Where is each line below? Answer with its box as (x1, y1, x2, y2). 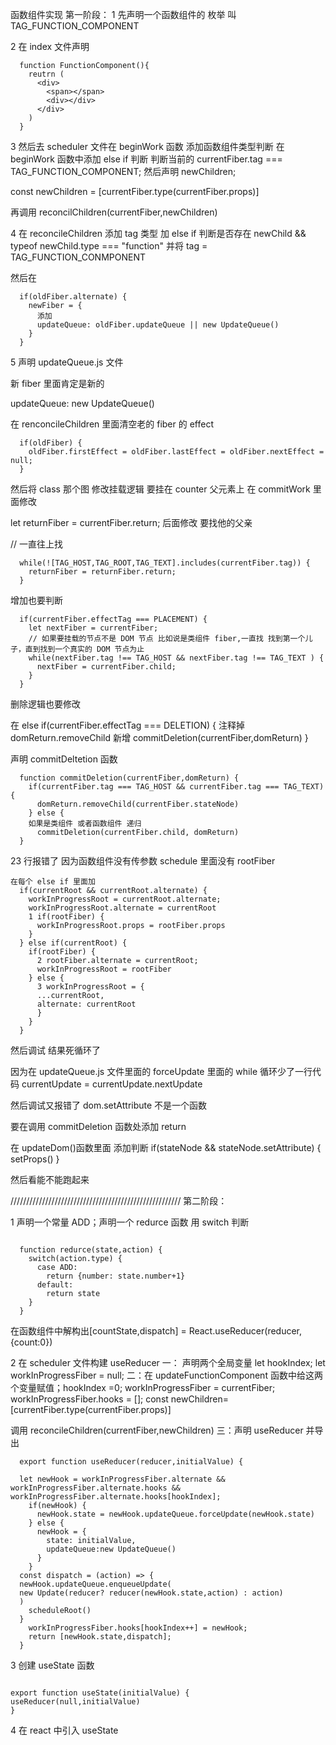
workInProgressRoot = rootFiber (36, 964, 172, 974)
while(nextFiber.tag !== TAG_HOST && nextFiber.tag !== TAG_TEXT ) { (28, 653, 325, 663)
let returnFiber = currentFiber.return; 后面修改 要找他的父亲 (10, 517, 253, 528)
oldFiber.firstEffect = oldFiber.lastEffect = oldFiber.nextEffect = (28, 447, 325, 457)
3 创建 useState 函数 (10, 1659, 95, 1671)
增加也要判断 (10, 594, 63, 606)
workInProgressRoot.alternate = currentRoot (28, 903, 217, 913)
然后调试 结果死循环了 (10, 1044, 101, 1056)
